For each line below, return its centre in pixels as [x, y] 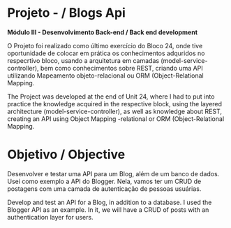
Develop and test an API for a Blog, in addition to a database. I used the [110, 202]
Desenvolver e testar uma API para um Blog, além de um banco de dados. [113, 173]
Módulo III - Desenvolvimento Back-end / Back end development [102, 32]
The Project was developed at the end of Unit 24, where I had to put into [111, 97]
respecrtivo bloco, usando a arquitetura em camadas [83, 60]
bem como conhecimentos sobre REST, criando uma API [122, 68]
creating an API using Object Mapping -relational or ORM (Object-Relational [116, 119]
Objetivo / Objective [66, 155]
